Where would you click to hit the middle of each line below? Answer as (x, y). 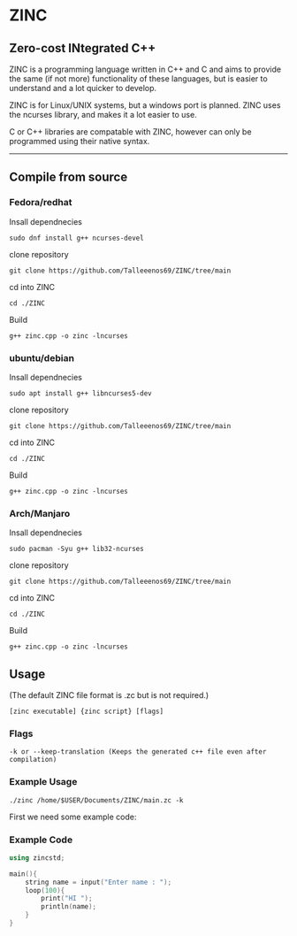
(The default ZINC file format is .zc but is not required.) (109, 695)
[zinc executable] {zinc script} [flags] (87, 712)
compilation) (33, 760)
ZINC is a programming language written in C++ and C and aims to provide (145, 69)
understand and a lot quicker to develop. (83, 88)
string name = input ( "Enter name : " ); (99, 882)
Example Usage (43, 782)
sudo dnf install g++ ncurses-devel (76, 238)
